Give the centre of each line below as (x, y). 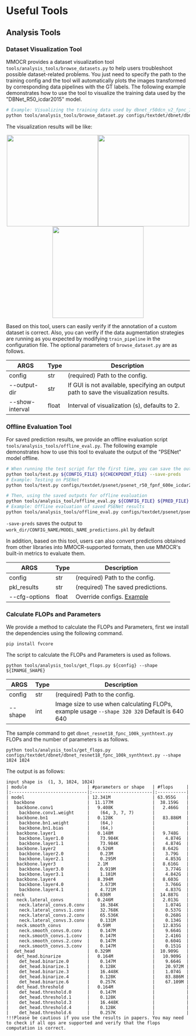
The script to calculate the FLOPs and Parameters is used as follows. (89, 655)
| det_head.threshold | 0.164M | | (98, 987)
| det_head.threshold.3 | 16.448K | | (98, 1003)
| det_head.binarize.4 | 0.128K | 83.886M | (98, 977)
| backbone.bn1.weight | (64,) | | (98, 823)
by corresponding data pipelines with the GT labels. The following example (96, 87)
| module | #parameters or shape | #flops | (98, 787)
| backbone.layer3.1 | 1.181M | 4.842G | (98, 874)
